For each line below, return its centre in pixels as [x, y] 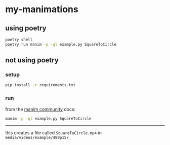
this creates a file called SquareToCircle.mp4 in [54, 133]
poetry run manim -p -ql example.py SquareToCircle [61, 44]
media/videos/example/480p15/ [37, 138]
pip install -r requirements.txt [40, 85]
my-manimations [42, 9]
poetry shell [19, 40]
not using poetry [32, 60]
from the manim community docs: [40, 109]
